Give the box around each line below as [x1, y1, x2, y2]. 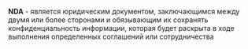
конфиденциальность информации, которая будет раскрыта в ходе [8, 24, 235, 32]
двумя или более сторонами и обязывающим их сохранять [8, 15, 209, 24]
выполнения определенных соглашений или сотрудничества [8, 32, 214, 41]
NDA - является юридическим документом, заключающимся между [8, 7, 240, 16]
